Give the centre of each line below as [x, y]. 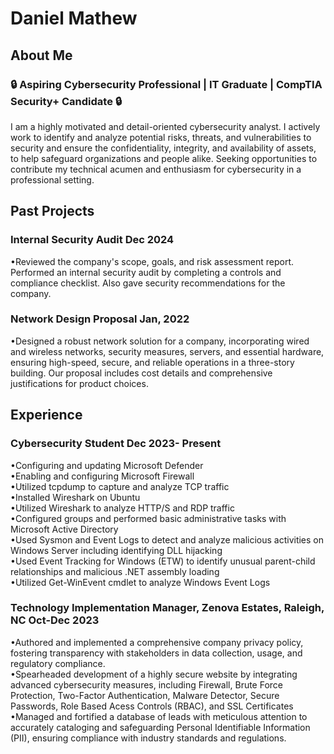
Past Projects [52, 211]
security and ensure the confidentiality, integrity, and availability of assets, [163, 148]
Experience [46, 415]
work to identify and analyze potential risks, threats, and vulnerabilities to [161, 137]
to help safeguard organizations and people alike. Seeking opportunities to [164, 158]
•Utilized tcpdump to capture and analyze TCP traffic [120, 486]
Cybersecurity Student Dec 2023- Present [116, 444]
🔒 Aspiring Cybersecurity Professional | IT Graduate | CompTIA [166, 84]
